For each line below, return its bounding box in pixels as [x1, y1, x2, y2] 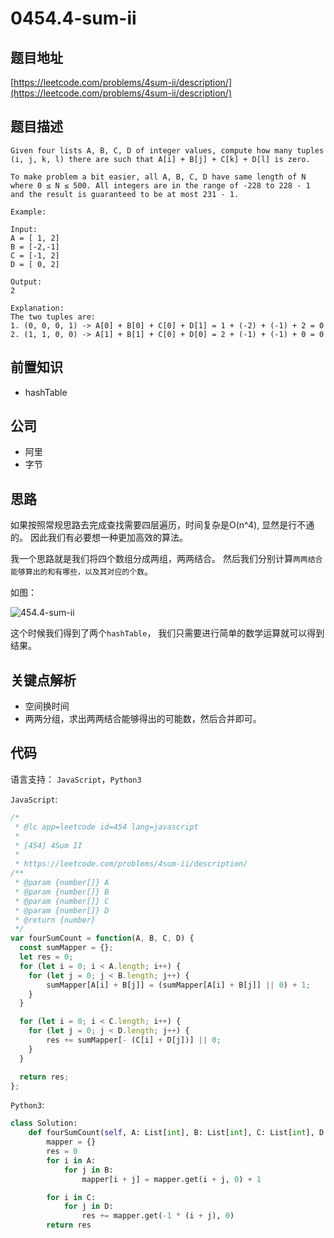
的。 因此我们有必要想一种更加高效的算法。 [10, 532, 188, 544]
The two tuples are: [10, 312, 97, 322]
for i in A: [46, 1155, 97, 1166]
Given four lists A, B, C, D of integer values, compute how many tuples [10, 145, 325, 156]
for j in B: [63, 1165, 114, 1175]
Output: [10, 277, 43, 287]
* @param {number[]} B [14, 887, 110, 897]
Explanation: [10, 303, 65, 313]
